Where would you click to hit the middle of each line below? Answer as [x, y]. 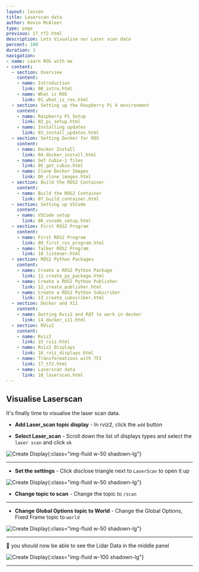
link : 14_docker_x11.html [54, 320]
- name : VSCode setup [43, 216]
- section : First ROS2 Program [50, 226]
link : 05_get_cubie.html [52, 166]
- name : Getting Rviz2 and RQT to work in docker [79, 314]
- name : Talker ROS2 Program [53, 248]
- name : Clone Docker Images [53, 171]
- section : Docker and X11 [45, 303]
